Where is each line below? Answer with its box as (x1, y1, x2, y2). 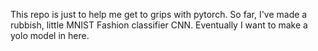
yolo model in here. (10, 30, 90, 41)
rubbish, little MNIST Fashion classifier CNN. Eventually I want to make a (10, 19, 308, 31)
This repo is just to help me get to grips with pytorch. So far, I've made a (10, 9, 308, 20)
